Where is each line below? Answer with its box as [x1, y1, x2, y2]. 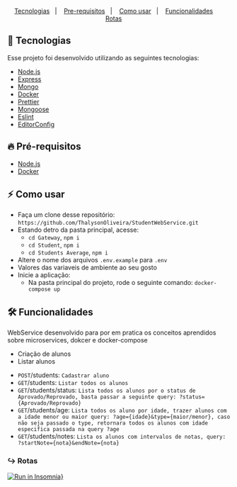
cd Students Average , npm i [28, 248, 108, 257]
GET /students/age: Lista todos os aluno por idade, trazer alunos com [17, 406, 227, 415]
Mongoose [17, 105, 50, 113]
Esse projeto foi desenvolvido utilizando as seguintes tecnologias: [7, 53, 200, 62]
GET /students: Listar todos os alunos [17, 379, 129, 387]
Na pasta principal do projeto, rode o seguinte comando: [28, 279, 193, 287]
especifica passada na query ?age [17, 426, 120, 433]
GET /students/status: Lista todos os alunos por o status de [17, 386, 196, 395]
